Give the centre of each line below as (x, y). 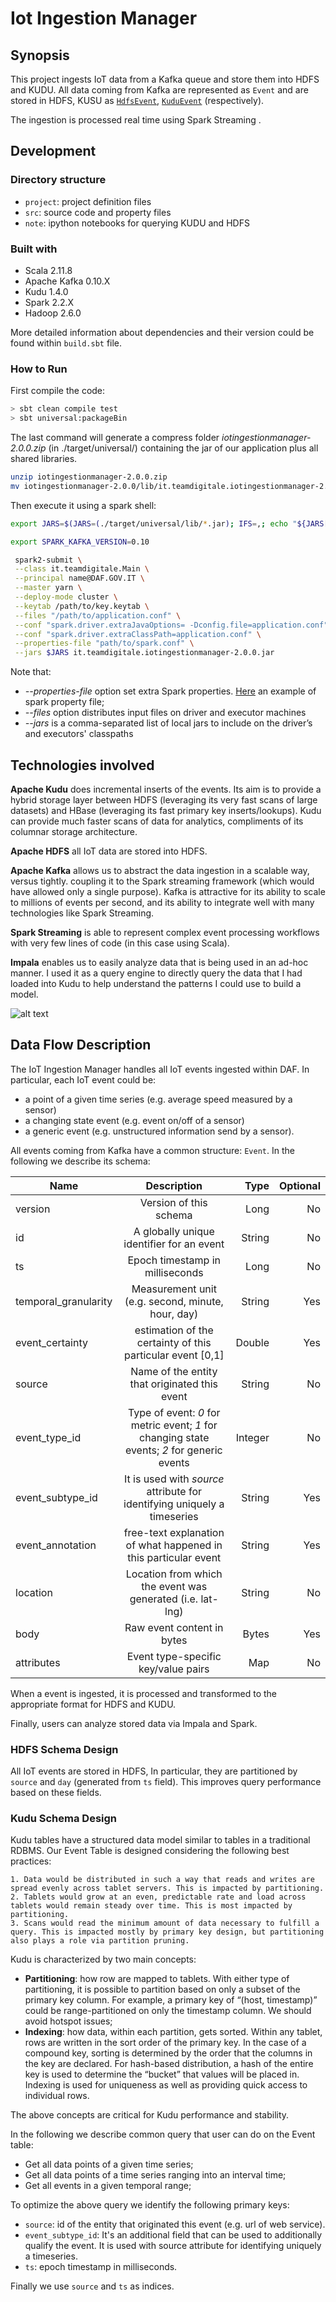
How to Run (39, 369)
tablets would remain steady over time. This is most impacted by (151, 1906)
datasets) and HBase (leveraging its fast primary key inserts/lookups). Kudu (166, 810)
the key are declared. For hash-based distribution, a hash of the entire (169, 2064)
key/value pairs (174, 1669)
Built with (34, 249)
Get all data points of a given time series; (109, 2164)
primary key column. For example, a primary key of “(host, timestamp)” (171, 2000)
